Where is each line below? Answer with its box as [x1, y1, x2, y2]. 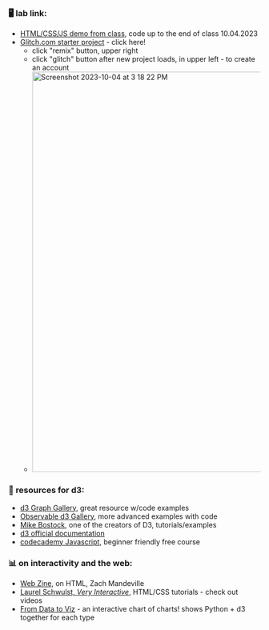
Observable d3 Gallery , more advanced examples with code [19, 512, 218, 521]
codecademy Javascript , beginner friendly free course [19, 536, 200, 547]
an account [31, 63, 70, 73]
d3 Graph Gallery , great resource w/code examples [19, 503, 190, 512]
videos [19, 596, 42, 605]
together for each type [19, 612, 94, 622]
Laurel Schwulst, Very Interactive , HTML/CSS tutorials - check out [19, 587, 239, 596]
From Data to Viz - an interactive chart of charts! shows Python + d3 [19, 604, 246, 613]
